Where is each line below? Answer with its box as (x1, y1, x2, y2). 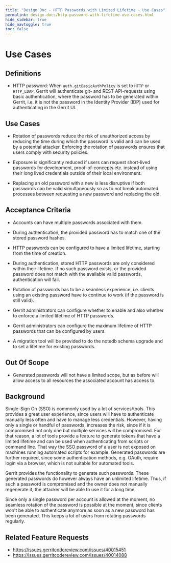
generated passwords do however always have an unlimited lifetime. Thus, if (5, 475, 166, 482)
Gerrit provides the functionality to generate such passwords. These (5, 470, 149, 476)
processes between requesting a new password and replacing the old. (12, 191, 161, 197)
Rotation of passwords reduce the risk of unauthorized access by (12, 133, 151, 139)
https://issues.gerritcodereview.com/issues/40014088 (12, 552, 127, 558)
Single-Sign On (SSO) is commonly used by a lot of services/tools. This (5, 406, 155, 412)
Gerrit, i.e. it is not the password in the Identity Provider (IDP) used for (12, 99, 160, 105)
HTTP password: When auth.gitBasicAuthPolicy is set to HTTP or (12, 83, 150, 89)
